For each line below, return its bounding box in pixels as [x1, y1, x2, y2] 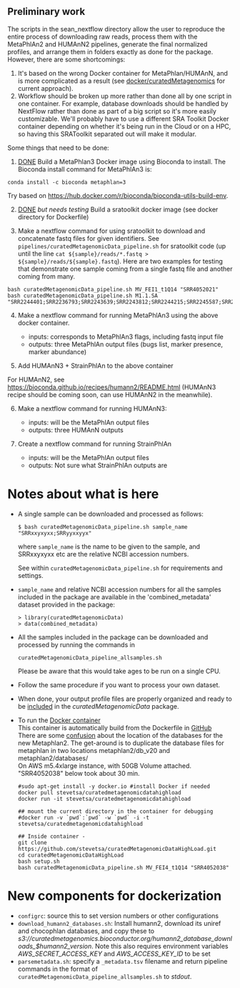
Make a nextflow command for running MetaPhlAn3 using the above [17, 311, 219, 319]
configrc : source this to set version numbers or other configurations [17, 911, 219, 920]
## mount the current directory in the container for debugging [17, 807, 214, 815]
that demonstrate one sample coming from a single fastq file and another [17, 264, 233, 273]
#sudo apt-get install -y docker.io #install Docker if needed [17, 782, 211, 790]
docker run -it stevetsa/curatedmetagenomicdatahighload [17, 795, 191, 802]
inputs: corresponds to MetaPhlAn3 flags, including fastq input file [28, 332, 224, 341]
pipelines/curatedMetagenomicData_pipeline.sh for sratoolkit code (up [17, 241, 226, 250]
